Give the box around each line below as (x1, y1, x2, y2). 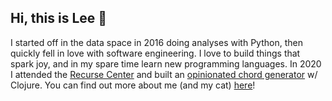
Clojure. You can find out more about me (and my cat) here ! (10, 79, 256, 91)
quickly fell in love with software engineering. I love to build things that (10, 47, 301, 59)
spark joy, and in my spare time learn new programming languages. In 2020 (10, 57, 322, 70)
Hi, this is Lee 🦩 (10, 10, 108, 27)
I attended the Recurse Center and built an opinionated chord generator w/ (10, 68, 318, 80)
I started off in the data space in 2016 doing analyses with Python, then (10, 36, 303, 48)
